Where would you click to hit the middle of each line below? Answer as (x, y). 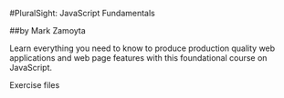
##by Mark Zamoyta (48, 30)
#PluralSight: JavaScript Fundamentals (82, 13)
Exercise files (35, 85)
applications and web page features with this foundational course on (138, 58)
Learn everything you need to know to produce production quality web (142, 48)
